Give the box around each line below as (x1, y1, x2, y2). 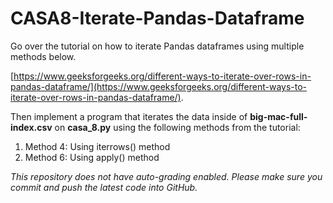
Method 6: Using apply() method (24, 151, 160, 163)
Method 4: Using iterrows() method (24, 140, 171, 152)
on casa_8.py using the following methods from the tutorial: (54, 121, 301, 133)
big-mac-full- (249, 110, 308, 122)
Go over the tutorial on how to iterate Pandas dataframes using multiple (10, 40, 305, 52)
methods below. (10, 50, 77, 62)
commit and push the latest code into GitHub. (10, 181, 198, 193)
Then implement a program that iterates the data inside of (10, 110, 248, 122)
